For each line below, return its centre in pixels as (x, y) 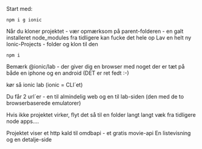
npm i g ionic (24, 20)
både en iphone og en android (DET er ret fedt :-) (68, 73)
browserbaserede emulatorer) (44, 103)
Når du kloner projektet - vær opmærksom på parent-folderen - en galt (95, 31)
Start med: (19, 9)
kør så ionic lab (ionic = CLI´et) (45, 85)
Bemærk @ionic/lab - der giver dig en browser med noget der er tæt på (96, 67)
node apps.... (23, 121)
